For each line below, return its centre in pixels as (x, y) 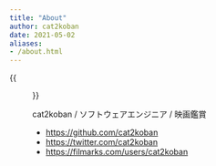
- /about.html (36, 52)
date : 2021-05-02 (42, 35)
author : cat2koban (44, 26)
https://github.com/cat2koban (102, 132)
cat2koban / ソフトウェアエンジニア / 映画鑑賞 (119, 114)
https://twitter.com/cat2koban (101, 142)
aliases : (26, 43)
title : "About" (38, 18)
